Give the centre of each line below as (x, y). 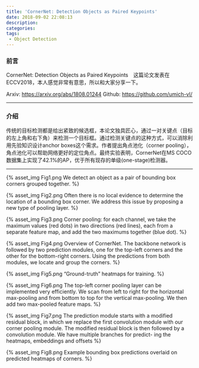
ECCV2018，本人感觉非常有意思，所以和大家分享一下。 (74, 82)
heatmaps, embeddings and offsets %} (54, 341)
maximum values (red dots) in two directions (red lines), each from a (89, 225)
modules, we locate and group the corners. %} (63, 262)
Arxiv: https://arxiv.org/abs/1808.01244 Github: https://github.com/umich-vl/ (99, 94)
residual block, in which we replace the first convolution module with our (95, 322)
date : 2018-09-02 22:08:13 (39, 17)
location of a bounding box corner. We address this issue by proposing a (95, 201)
